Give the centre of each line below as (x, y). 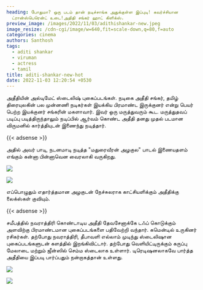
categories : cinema (31, 35)
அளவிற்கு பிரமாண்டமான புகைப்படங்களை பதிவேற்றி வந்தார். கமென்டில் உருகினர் (101, 230)
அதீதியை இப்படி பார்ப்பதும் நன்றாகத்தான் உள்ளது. (64, 258)
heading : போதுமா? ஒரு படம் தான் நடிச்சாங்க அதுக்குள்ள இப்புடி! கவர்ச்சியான (92, 12)
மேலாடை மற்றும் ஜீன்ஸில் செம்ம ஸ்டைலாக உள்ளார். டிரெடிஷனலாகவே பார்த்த (100, 250)
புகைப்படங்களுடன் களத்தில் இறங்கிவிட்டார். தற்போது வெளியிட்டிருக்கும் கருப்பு (97, 243)
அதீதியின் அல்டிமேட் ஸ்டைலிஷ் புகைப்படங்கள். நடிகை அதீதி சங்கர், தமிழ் (93, 98)
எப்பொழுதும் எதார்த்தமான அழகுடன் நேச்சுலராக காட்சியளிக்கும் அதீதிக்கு (93, 192)
